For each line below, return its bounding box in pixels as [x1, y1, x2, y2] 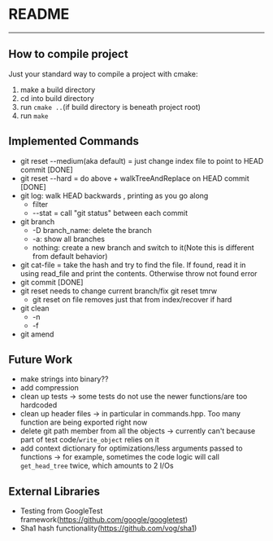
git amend [19, 329, 54, 339]
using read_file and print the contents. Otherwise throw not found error [19, 268, 258, 278]
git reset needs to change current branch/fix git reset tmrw [19, 286, 218, 296]
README [8, 5, 70, 24]
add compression [19, 383, 80, 393]
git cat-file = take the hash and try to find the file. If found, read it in [19, 260, 246, 270]
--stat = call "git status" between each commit [32, 208, 188, 218]
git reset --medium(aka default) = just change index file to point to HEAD [19, 156, 264, 165]
